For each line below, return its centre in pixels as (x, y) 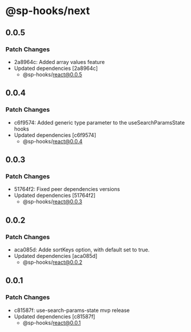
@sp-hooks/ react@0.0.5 (52, 74)
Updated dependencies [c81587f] (54, 316)
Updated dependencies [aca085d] (56, 256)
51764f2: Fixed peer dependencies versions (67, 189)
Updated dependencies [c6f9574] (55, 135)
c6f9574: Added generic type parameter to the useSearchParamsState (99, 122)
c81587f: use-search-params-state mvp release (72, 310)
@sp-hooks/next (48, 11)
